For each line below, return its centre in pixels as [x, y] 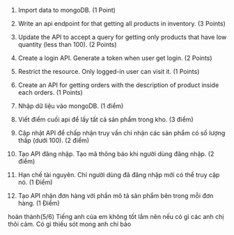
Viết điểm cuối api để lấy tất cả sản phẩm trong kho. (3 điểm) [106, 119]
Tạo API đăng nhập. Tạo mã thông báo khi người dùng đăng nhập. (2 [116, 154]
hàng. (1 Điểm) [39, 203]
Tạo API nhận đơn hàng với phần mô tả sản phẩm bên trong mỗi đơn [116, 196]
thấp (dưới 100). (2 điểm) [54, 140]
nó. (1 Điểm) [35, 182]
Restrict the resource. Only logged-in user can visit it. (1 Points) [109, 71]
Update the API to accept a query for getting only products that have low [122, 37]
